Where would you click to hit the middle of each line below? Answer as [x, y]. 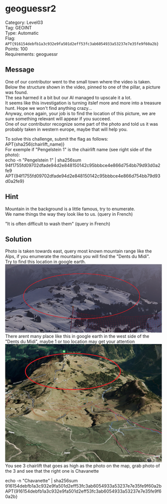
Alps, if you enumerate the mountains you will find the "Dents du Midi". [78, 256]
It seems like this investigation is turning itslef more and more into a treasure [83, 103]
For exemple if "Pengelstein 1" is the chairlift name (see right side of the [79, 149]
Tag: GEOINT [19, 27]
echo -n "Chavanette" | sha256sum [42, 481]
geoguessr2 [31, 9]
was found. [17, 92]
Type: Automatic [22, 33]
